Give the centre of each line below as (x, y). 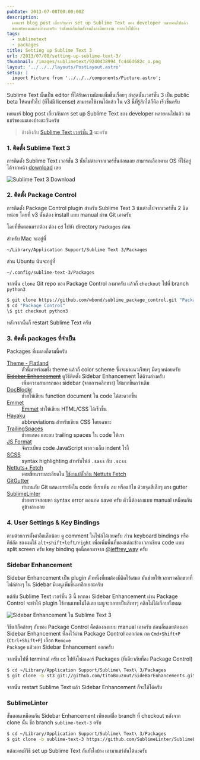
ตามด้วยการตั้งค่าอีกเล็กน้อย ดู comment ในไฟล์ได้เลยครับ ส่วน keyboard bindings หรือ (98, 536)
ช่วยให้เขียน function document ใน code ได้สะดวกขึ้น (79, 396)
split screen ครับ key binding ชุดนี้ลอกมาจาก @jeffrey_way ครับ (77, 549)
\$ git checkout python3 (37, 311)
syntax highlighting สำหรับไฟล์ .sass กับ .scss (74, 461)
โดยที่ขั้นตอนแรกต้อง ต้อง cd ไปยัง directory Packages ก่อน (69, 226)
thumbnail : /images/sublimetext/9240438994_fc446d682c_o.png (84, 61)
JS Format (19, 442)
